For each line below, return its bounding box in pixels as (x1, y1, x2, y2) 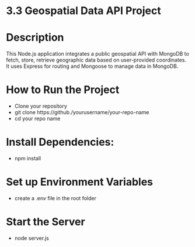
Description (6, 31, 64, 44)
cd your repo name (14, 115, 61, 122)
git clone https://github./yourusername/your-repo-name (14, 109, 149, 116)
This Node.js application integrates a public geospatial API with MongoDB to (6, 50, 190, 57)
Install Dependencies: (6, 136, 114, 149)
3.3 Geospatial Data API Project (6, 4, 162, 18)
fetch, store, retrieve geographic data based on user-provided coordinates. (6, 57, 187, 64)
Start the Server (6, 215, 86, 229)
